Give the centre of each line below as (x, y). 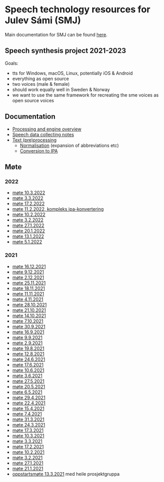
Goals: (12, 63)
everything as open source (40, 79)
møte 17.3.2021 (28, 430)
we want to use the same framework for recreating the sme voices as (85, 95)
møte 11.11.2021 (28, 293)
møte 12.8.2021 (28, 354)
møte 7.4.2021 (27, 414)
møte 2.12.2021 (28, 277)
